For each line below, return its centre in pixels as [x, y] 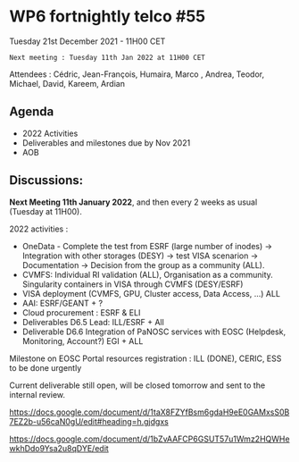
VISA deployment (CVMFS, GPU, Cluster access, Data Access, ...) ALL [151, 293]
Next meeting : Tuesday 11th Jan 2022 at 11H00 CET [107, 57]
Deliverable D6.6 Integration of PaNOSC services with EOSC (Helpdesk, [154, 332]
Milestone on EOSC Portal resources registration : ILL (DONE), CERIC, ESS [145, 358]
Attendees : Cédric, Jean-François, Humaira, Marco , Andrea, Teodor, [137, 74]
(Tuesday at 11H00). [46, 211]
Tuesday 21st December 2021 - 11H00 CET [87, 41]
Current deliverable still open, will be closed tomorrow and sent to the [137, 385]
